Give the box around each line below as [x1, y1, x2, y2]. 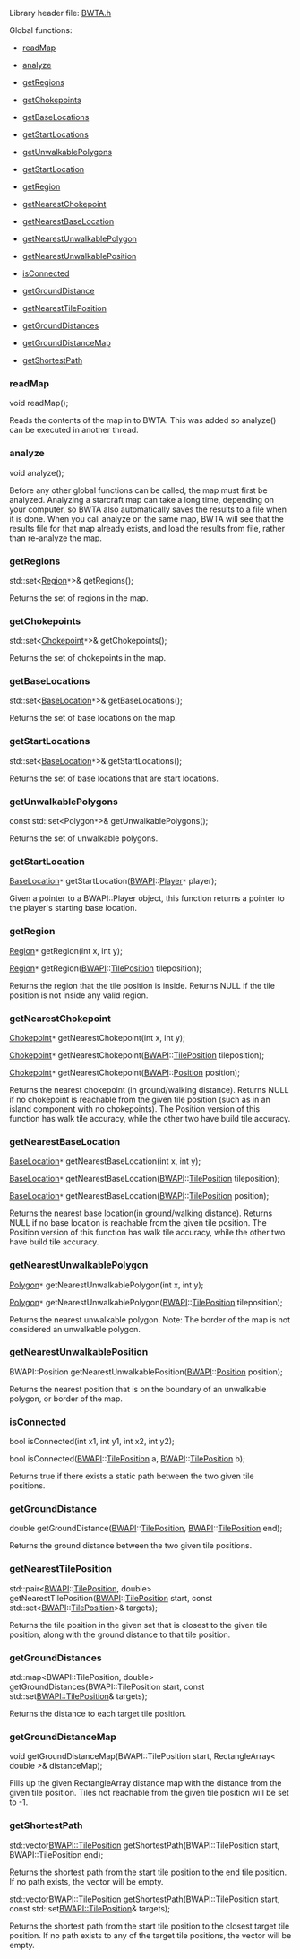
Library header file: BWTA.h [9, 8, 112, 18]
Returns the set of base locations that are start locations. [9, 773, 219, 784]
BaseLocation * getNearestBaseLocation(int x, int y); [9, 1156, 201, 1166]
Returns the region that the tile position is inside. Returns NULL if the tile [9, 980, 276, 991]
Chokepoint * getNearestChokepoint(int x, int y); [9, 1032, 185, 1043]
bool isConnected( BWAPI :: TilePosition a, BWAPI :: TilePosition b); [9, 1453, 246, 1464]
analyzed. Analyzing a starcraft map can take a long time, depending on [9, 494, 275, 505]
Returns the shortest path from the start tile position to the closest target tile [9, 1920, 290, 1931]
